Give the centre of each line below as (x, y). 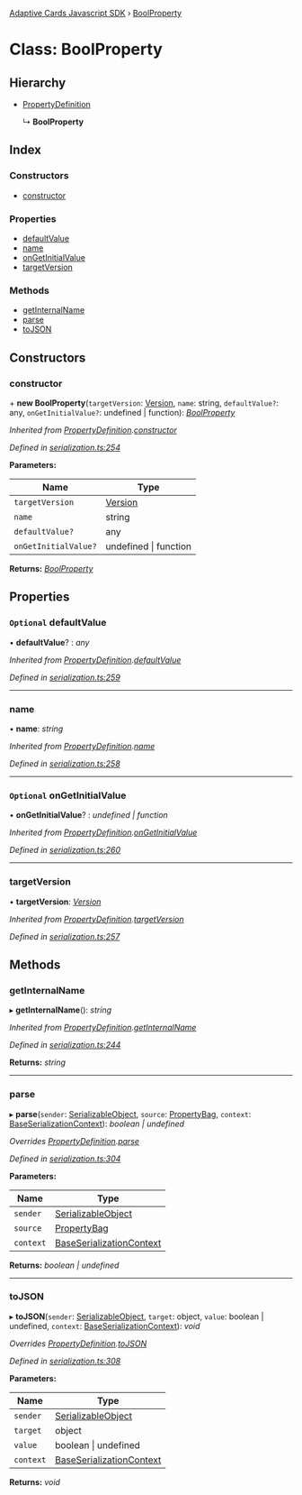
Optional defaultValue (58, 623)
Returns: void (35, 1481)
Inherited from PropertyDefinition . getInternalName (103, 1028)
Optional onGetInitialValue (68, 795)
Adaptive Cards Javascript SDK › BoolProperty (96, 13)
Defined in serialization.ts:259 (65, 677)
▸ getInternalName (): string (61, 1010)
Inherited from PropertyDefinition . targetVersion (97, 919)
